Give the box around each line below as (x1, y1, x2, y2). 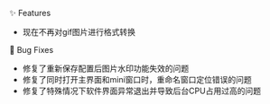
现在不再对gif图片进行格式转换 (22, 27, 135, 37)
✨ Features (9, 8, 51, 18)
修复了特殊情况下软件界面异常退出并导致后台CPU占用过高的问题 (22, 85, 262, 96)
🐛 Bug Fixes (9, 45, 54, 55)
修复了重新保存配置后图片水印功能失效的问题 (22, 63, 190, 74)
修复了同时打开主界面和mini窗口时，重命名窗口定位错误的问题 (22, 74, 253, 84)
